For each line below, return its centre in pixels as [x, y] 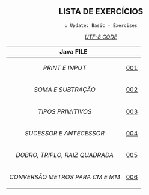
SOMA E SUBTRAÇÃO [65, 90]
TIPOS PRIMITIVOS [65, 111]
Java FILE [73, 51]
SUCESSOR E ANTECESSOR [65, 133]
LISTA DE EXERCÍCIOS [101, 12]
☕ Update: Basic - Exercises [101, 25]
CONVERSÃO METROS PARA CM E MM [65, 177]
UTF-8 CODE [101, 37]
